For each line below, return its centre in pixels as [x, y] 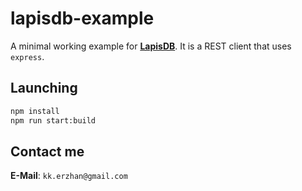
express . [27, 56]
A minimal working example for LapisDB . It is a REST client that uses [151, 46]
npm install [35, 111]
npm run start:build [53, 120]
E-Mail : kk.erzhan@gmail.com [69, 176]
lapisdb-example [82, 18]
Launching [44, 88]
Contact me [47, 151]
